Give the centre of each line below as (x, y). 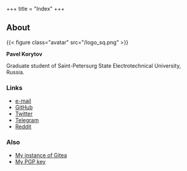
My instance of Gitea (41, 155)
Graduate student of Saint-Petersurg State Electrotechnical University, (94, 65)
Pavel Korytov (24, 54)
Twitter (24, 114)
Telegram (27, 120)
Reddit (23, 127)
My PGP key (30, 162)
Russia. (15, 72)
